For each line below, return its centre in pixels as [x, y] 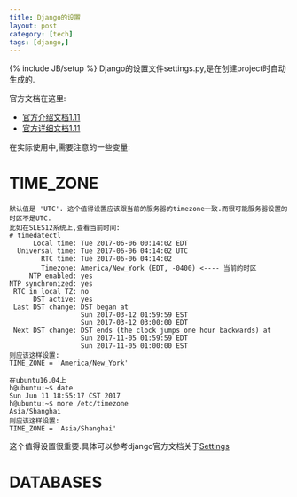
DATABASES [56, 482]
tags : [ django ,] [39, 42]
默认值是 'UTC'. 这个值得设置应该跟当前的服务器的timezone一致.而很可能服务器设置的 [148, 209]
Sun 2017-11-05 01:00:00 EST [134, 346]
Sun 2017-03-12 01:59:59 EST [134, 315]
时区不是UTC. [31, 218]
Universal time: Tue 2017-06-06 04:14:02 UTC [103, 251]
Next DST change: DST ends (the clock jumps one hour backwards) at [142, 331]
